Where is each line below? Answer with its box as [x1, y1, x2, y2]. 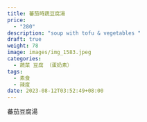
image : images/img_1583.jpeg [7, 49, 92, 56]
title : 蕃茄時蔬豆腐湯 [7, 10, 66, 17]
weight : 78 [7, 42, 39, 49]
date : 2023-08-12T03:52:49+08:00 [7, 87, 104, 94]
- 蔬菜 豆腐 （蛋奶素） [13, 62, 73, 69]
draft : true [7, 36, 42, 43]
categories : [7, 55, 42, 62]
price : [7, 17, 26, 24]
